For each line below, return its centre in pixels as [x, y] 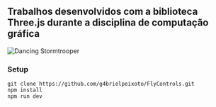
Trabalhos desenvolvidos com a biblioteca [103, 12]
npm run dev [25, 96]
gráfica [24, 34]
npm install [25, 90]
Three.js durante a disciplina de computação [108, 23]
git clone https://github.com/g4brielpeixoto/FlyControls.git [101, 84]
